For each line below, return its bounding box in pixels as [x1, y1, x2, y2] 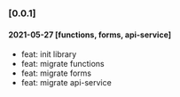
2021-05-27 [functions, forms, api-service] [8, 29, 172, 40]
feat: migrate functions [20, 59, 105, 69]
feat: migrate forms [20, 68, 92, 78]
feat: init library [20, 49, 77, 60]
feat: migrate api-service [20, 77, 112, 88]
